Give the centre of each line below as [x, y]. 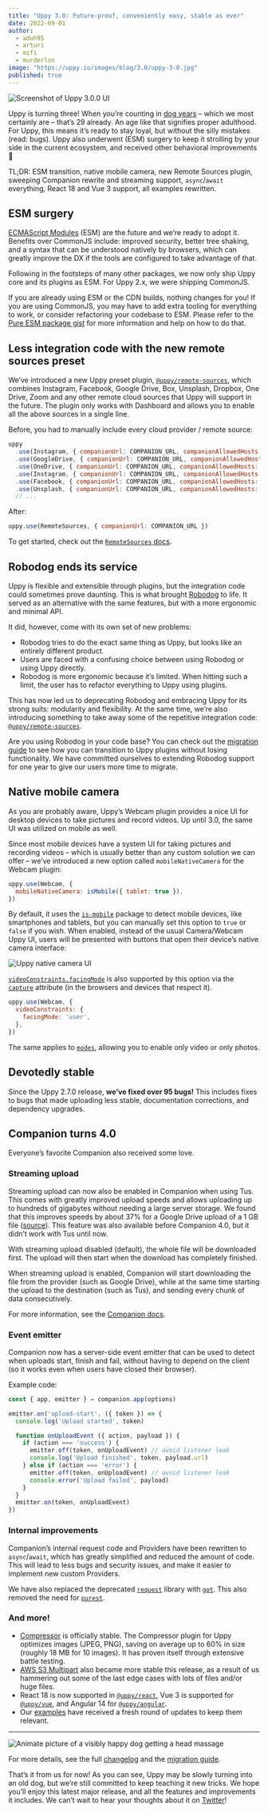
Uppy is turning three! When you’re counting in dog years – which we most [131, 114]
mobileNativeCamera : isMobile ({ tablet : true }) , [99, 891]
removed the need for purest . [57, 1597]
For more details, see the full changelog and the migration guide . [114, 1759]
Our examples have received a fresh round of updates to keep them [131, 1711]
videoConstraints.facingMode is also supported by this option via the [121, 979]
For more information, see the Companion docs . [87, 1314]
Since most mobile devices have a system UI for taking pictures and [120, 844]
